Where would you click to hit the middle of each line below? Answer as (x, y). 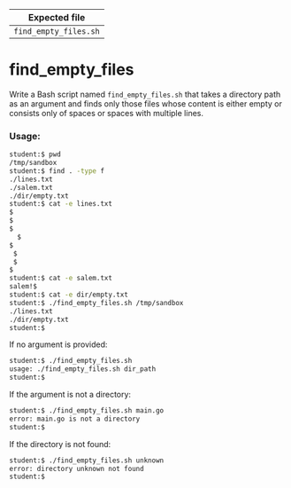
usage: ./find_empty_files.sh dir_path (83, 369)
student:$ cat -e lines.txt (61, 204)
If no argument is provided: (58, 344)
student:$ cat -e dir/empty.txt (69, 295)
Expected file (57, 17)
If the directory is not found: (60, 444)
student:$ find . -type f (57, 171)
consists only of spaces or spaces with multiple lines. (106, 113)
